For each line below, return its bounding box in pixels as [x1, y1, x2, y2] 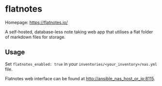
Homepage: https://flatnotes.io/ [5, 19, 68, 25]
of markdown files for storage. [5, 34, 65, 40]
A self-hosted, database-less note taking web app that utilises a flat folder [5, 29, 153, 34]
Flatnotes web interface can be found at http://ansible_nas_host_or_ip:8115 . [5, 75, 155, 81]
